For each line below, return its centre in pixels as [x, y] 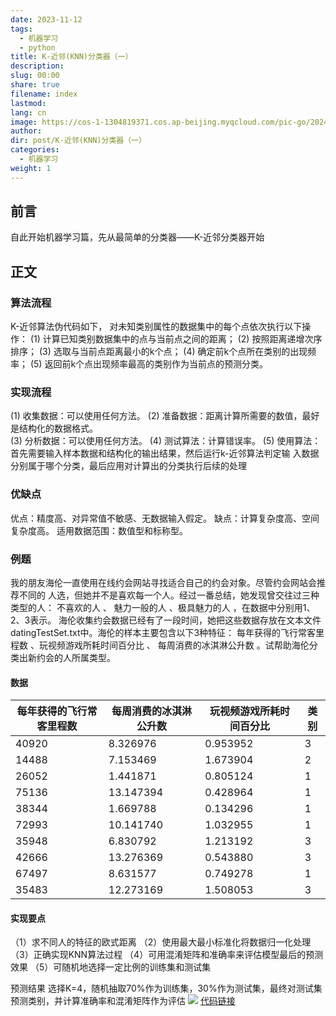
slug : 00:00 [35, 76]
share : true [35, 85]
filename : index [44, 94]
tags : [21, 29]
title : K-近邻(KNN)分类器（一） [71, 57]
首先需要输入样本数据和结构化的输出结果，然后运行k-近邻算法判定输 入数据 [165, 453]
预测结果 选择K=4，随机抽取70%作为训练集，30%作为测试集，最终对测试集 [166, 988]
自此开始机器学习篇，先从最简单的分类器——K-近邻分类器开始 [137, 237]
